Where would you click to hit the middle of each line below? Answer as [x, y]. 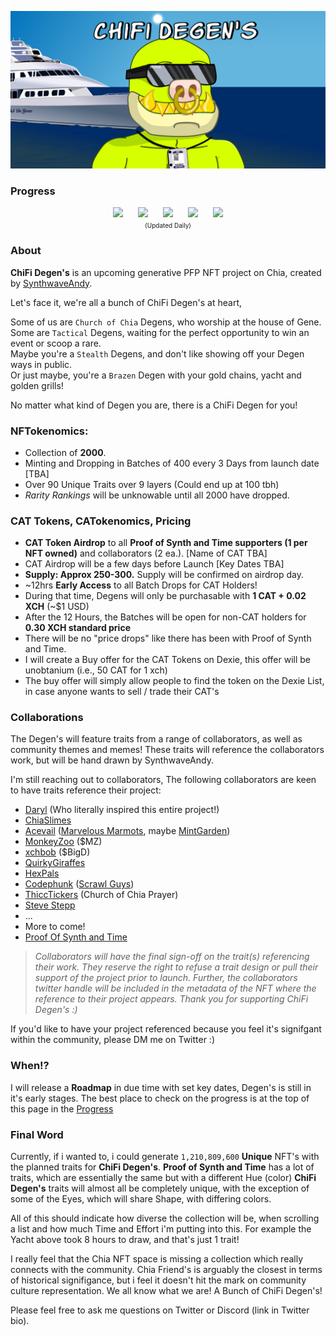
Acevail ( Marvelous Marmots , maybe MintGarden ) [127, 831]
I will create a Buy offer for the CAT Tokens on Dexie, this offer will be [167, 660]
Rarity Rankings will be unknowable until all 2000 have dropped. [157, 495]
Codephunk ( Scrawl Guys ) [79, 884]
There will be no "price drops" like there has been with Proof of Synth [168, 638]
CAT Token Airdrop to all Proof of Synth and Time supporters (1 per [166, 543]
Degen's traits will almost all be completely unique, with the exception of [160, 1188]
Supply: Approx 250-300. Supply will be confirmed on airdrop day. [164, 575]
